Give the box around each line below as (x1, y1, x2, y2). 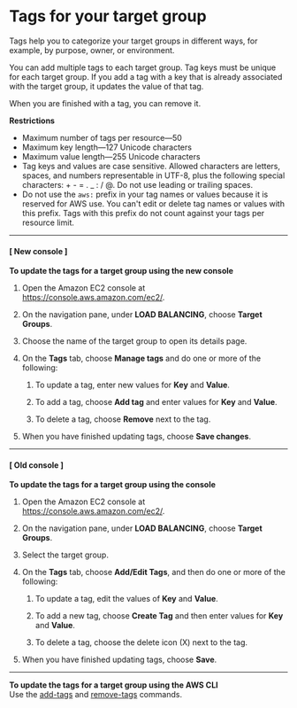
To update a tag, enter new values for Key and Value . (34, 379, 230, 391)
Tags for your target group (9, 6, 207, 27)
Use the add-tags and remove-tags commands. (9, 689, 183, 700)
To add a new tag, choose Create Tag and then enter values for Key (34, 611, 284, 621)
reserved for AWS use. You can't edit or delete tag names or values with (21, 198, 286, 209)
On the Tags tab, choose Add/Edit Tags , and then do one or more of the (21, 567, 286, 578)
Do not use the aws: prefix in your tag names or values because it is (21, 189, 269, 199)
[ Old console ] (9, 459, 65, 471)
